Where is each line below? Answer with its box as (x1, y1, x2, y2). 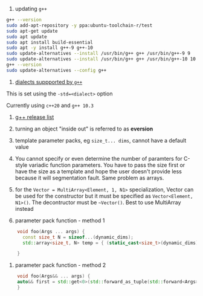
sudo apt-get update (6, 28, 59, 34)
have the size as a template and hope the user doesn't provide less (14, 167, 182, 175)
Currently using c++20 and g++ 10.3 (6, 101, 94, 109)
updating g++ (14, 5, 47, 12)
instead (14, 205, 34, 212)
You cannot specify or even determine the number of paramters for (14, 155, 182, 162)
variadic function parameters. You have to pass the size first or (28, 161, 185, 169)
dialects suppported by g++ (14, 78, 83, 85)
